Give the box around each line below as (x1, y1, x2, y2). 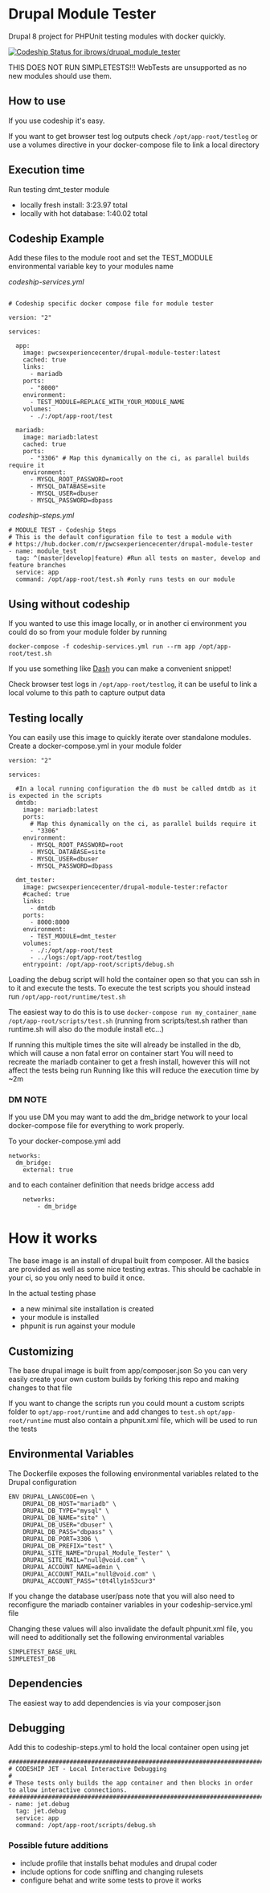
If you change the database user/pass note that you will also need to (8, 1591, 235, 1601)
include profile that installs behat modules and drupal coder (19, 1858, 218, 1868)
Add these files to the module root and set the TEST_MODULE (8, 253, 214, 263)
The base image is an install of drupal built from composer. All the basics (8, 1256, 250, 1265)
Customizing (8, 1344, 74, 1358)
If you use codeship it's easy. (8, 116, 105, 125)
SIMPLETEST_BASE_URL (8, 1648, 78, 1656)
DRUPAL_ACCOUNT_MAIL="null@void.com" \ (22, 1570, 157, 1578)
